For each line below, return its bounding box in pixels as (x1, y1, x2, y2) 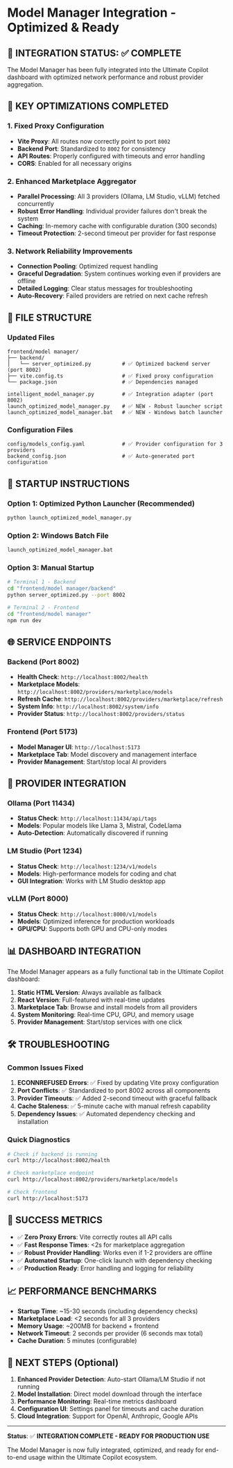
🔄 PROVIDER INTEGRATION (7, 777, 126, 789)
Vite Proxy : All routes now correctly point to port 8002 (17, 137, 171, 145)
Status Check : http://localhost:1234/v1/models (17, 862, 157, 870)
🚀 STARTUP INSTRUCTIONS (7, 477, 130, 490)
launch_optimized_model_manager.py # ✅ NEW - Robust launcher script (7, 402, 223, 410)
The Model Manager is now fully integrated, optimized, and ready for (7, 1446, 204, 1454)
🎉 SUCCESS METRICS (7, 1214, 103, 1226)
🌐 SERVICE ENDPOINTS (7, 636, 112, 648)
